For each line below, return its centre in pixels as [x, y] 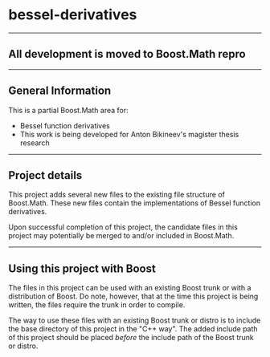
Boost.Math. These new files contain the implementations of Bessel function [135, 203]
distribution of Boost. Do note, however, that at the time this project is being [133, 296]
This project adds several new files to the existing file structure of [117, 195]
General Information [60, 91]
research [35, 143]
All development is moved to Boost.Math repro [127, 54]
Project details [45, 175]
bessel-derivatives [73, 15]
